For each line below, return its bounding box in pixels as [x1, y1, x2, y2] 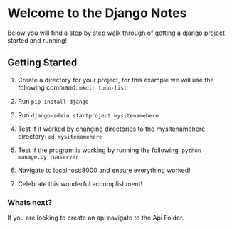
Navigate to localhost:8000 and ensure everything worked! [17, 166, 191, 174]
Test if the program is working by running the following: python [17, 146, 201, 154]
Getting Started [7, 57, 78, 69]
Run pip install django [17, 97, 89, 105]
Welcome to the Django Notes [7, 5, 187, 21]
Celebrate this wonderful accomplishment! [17, 179, 143, 188]
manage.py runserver [17, 153, 79, 161]
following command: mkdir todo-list [17, 83, 127, 92]
